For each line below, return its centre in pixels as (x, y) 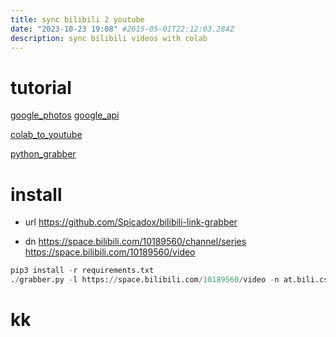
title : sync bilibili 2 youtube (77, 19)
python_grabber (43, 154)
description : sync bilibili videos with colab (109, 38)
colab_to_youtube (46, 135)
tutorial (41, 87)
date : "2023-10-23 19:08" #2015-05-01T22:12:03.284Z (122, 29)
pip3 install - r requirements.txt (82, 271)
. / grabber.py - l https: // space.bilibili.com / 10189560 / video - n (145, 280)
